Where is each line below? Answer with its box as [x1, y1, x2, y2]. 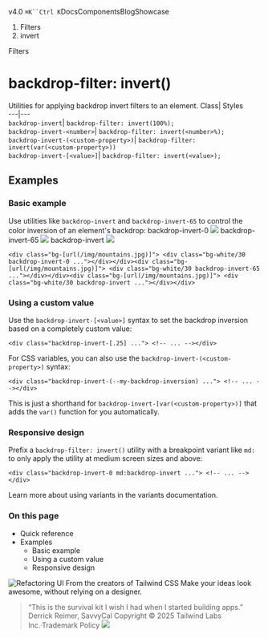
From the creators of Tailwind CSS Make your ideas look [65, 578, 252, 588]
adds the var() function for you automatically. [8, 406, 160, 416]
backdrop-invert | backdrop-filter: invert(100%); [8, 118, 175, 127]
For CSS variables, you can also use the [8, 353, 140, 363]
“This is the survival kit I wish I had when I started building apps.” [27, 602, 243, 612]
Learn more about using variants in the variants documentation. [8, 491, 218, 500]
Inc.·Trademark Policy [27, 620, 100, 630]
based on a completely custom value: [8, 324, 132, 333]
